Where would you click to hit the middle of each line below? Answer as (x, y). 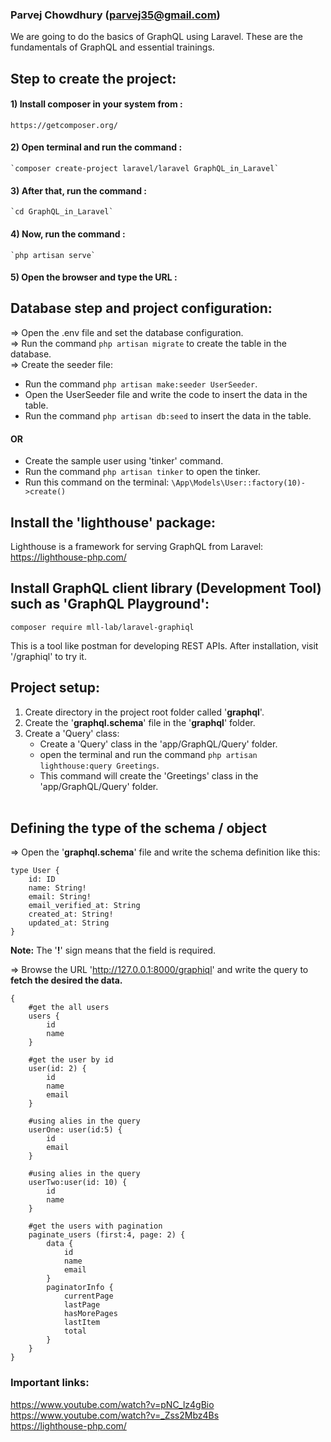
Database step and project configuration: (141, 308)
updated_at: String (69, 923)
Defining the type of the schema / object (138, 828)
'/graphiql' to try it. (48, 656)
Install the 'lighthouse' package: (113, 522)
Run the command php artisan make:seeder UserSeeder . (141, 384)
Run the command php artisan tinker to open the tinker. (142, 472)
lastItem (82, 1323)
